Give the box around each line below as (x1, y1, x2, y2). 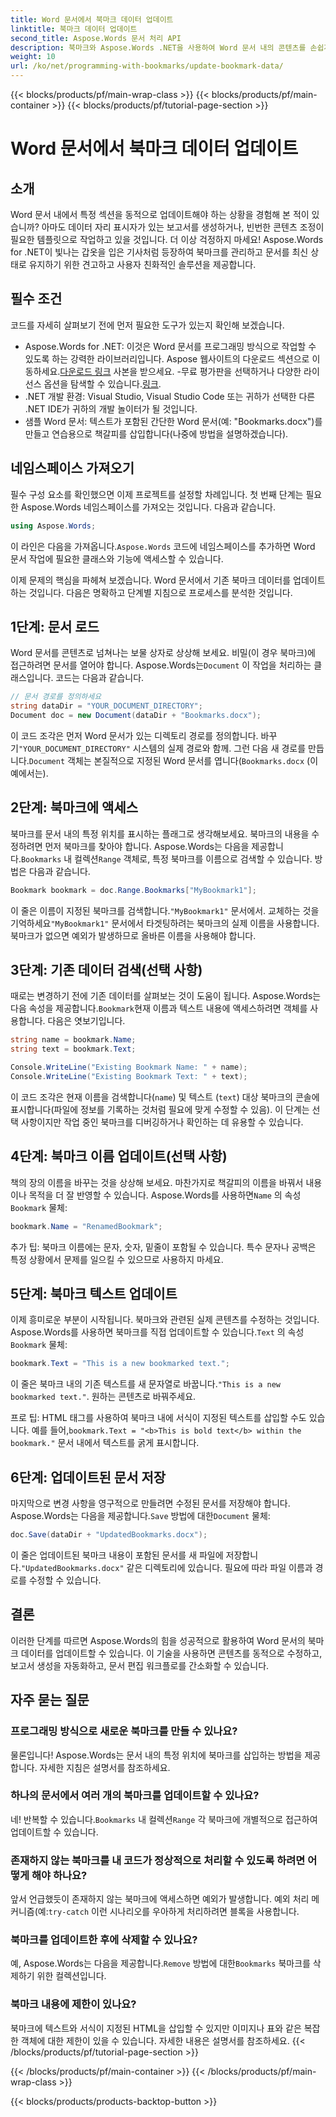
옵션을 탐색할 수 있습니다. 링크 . (43, 377, 162, 390)
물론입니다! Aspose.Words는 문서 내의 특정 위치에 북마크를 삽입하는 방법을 (10, 1749, 303, 1761)
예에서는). (10, 767, 49, 779)
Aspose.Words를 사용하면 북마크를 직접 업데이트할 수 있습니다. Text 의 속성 (10, 1326, 305, 1338)
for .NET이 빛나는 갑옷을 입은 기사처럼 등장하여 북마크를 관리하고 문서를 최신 (10, 246, 309, 258)
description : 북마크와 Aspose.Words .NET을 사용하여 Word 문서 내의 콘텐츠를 (10, 42, 307, 53)
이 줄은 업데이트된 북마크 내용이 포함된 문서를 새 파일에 (10, 1549, 224, 1561)
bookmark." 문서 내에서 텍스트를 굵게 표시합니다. (10, 1437, 200, 1449)
